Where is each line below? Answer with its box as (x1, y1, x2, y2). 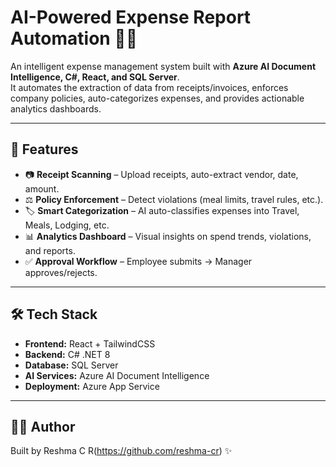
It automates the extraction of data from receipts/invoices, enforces (10, 81, 289, 93)
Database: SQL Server (24, 359, 119, 371)
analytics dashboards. (10, 102, 102, 115)
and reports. (24, 244, 76, 256)
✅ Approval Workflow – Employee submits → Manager (24, 255, 253, 267)
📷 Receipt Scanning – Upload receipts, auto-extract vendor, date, (24, 168, 299, 180)
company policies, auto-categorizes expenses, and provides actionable (10, 92, 305, 104)
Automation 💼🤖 (10, 27, 138, 50)
